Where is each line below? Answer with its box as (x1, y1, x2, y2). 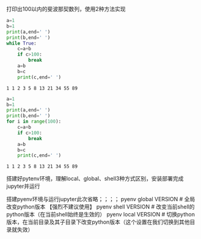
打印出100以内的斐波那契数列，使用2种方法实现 (6, 5, 126, 12)
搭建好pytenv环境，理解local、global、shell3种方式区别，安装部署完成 (6, 175, 184, 182)
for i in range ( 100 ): (6, 118, 62, 125)
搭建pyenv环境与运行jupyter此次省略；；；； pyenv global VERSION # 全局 (6, 196, 196, 203)
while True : (6, 40, 37, 46)
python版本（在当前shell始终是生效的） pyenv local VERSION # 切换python (6, 211, 196, 218)
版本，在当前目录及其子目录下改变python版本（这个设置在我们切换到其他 (6, 218, 190, 226)
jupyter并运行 (6, 182, 40, 190)
